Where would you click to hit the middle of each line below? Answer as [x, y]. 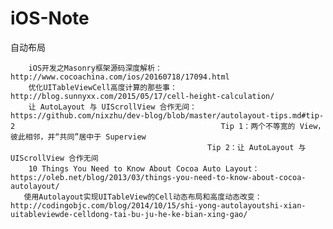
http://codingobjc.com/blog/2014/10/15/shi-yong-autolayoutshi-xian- [158, 205]
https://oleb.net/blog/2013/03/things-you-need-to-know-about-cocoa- [158, 177]
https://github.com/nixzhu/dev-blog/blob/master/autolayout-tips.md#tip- [167, 115]
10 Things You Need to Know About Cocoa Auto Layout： [144, 168]
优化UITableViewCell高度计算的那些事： [103, 87]
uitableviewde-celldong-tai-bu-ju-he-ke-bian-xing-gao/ [129, 214]
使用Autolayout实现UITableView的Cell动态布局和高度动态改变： [143, 197]
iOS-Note [50, 18]
